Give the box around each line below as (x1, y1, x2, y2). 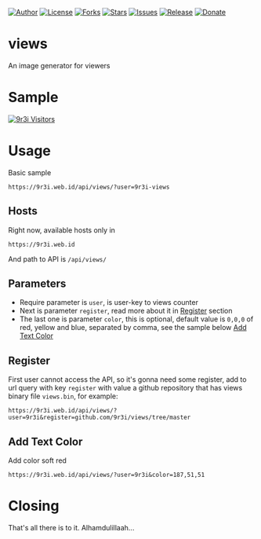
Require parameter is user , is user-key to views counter (19, 298, 198, 307)
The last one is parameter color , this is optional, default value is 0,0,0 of (19, 314, 254, 324)
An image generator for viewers (8, 60, 111, 70)
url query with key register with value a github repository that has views (8, 383, 243, 393)
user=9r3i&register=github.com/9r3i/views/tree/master (8, 413, 191, 422)
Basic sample (8, 167, 52, 177)
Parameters (8, 277, 67, 291)
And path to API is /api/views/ (8, 254, 107, 263)
